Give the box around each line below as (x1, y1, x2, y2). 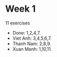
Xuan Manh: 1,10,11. (12, 46, 52, 52)
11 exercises (5, 20, 30, 26)
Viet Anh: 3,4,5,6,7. (12, 35, 52, 41)
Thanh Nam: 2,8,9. (12, 40, 51, 46)
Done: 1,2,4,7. (12, 30, 41, 36)
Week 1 (5, 3, 36, 15)
